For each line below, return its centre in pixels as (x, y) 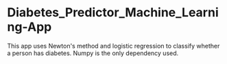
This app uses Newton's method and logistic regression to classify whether (113, 46)
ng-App (29, 27)
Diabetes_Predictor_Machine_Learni (113, 13)
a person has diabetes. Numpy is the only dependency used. (93, 53)
